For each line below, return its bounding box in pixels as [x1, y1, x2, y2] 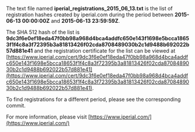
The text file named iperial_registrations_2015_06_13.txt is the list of [6, 5, 173, 12]
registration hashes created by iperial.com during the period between [6, 11, 174, 18]
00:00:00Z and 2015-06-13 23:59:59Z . [22, 18, 120, 24]
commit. [6, 102, 26, 109]
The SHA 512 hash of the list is [6, 29, 80, 36]
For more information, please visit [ [6, 113, 91, 120]
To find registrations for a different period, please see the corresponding [6, 96, 181, 103]
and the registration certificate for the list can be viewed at [34, 47, 176, 54]
